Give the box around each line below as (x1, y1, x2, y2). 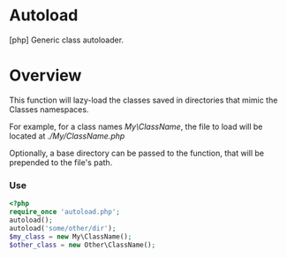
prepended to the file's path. (9, 156, 113, 168)
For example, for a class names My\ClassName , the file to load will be (9, 121, 263, 132)
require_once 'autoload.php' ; (9, 208, 121, 216)
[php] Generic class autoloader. (9, 34, 125, 45)
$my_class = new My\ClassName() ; (9, 231, 132, 241)
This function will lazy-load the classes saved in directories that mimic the (9, 95, 278, 105)
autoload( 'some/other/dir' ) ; (9, 224, 117, 232)
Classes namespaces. (9, 103, 89, 115)
